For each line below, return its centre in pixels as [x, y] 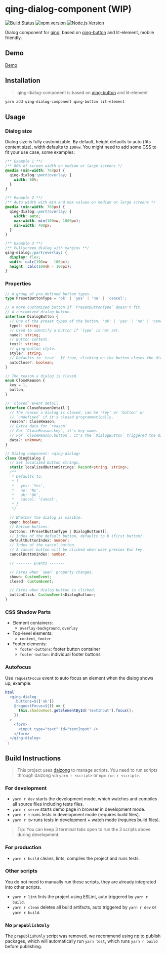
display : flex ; [25, 257]
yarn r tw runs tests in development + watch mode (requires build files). [86, 820]
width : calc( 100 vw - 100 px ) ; [40, 262]
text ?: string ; [25, 344]
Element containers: [33, 623]
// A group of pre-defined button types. [48, 294]
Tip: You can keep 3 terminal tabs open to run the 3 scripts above [84, 830]
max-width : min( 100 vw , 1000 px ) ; [47, 221]
